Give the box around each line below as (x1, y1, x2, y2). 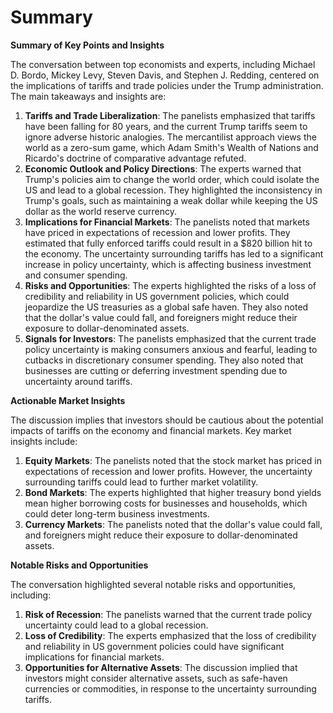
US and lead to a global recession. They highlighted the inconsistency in (24, 184, 323, 196)
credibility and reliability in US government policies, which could (24, 290, 290, 302)
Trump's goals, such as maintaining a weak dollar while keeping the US (24, 194, 318, 206)
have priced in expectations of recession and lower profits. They (24, 226, 291, 238)
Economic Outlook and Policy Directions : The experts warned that (24, 162, 302, 175)
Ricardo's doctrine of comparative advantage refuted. (24, 152, 247, 164)
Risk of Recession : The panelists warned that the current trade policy (24, 608, 313, 620)
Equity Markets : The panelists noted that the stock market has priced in (24, 454, 322, 466)
